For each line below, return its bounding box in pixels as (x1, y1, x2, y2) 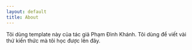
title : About (6, 14, 39, 20)
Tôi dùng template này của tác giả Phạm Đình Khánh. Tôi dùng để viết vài (6, 30, 187, 37)
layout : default (6, 8, 47, 15)
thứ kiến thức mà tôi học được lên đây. (6, 37, 100, 44)
